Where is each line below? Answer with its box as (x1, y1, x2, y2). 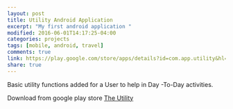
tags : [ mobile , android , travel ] (7, 42, 104, 49)
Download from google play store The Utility (7, 94, 134, 102)
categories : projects (7, 36, 70, 43)
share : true (7, 61, 42, 68)
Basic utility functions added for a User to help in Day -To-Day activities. (7, 80, 214, 88)
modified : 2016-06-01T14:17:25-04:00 (7, 29, 116, 37)
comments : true (7, 49, 51, 56)
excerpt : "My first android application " (7, 23, 132, 30)
